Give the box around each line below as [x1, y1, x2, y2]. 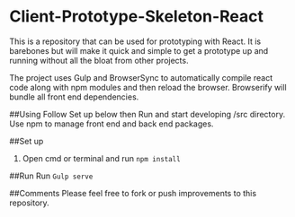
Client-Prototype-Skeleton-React [9, 6, 264, 27]
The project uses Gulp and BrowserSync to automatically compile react [9, 72, 273, 82]
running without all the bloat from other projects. [9, 55, 189, 65]
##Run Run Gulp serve [9, 170, 94, 181]
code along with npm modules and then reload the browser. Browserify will [9, 82, 287, 92]
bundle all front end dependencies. [9, 91, 139, 102]
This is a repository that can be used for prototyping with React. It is [9, 36, 262, 47]
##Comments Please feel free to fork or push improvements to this [9, 187, 257, 198]
